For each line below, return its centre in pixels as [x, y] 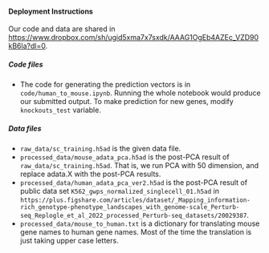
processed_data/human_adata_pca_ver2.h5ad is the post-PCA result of [133, 183]
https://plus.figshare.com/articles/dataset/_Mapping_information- [135, 200]
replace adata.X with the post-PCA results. [90, 174]
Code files [26, 64]
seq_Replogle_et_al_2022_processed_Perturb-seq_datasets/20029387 [133, 216]
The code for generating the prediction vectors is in [105, 85]
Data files [25, 128]
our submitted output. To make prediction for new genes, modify [127, 102]
